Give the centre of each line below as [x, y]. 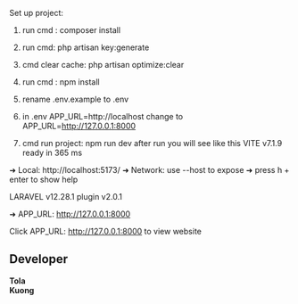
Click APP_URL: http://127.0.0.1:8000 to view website [106, 231]
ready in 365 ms [52, 152]
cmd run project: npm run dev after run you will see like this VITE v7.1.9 [152, 143]
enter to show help [44, 179]
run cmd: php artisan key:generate [86, 47]
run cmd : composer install [71, 30]
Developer [39, 259]
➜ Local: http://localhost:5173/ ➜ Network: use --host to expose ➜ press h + [149, 170]
